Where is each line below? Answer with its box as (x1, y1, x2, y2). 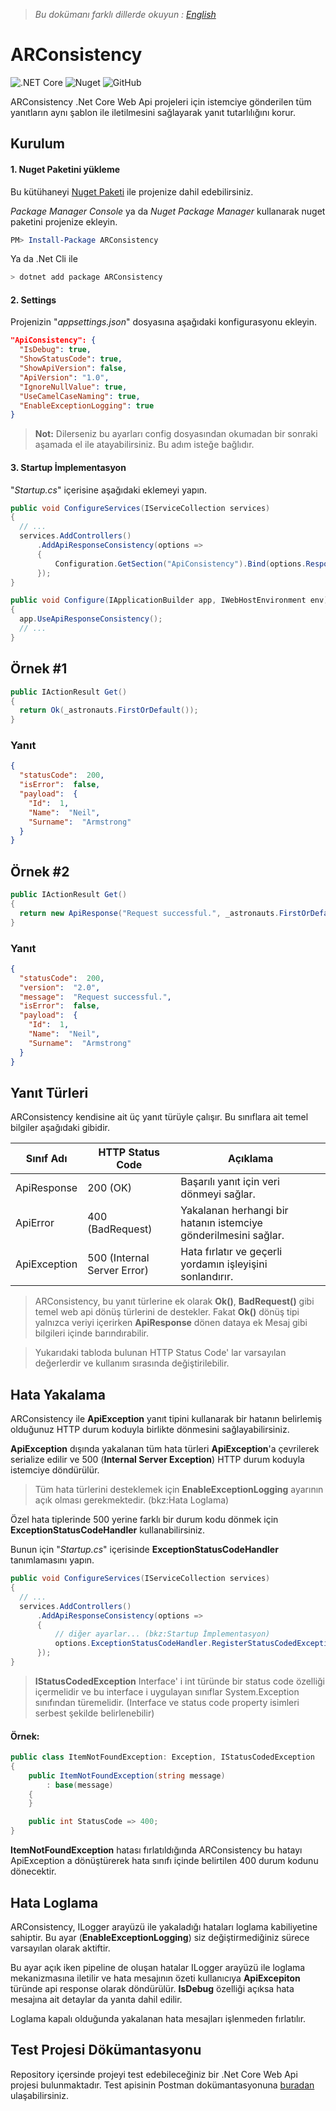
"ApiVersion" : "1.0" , (19, 372, 110, 383)
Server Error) (87, 1264, 149, 1278)
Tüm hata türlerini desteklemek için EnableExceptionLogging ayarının (34, 1484, 324, 1496)
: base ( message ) (46, 1780, 114, 1790)
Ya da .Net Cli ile (10, 253, 78, 265)
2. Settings (10, 294, 57, 306)
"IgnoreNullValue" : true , (19, 382, 128, 392)
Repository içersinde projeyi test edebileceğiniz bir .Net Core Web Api (10, 2068, 298, 2080)
